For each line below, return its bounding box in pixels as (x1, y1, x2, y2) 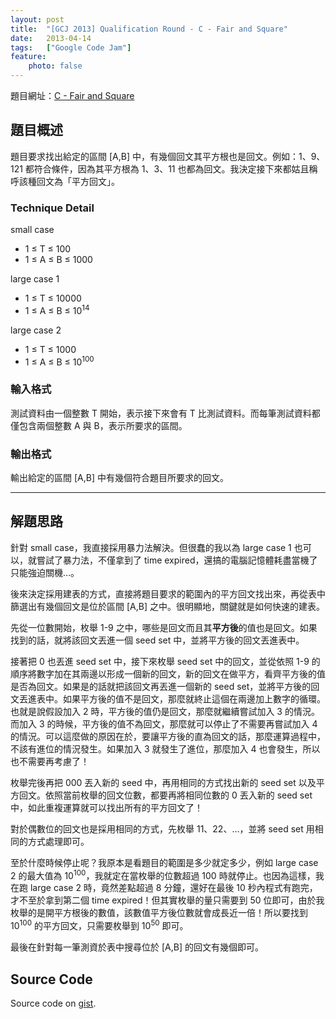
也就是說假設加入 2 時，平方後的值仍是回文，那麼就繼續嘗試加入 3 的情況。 (10, 705, 320, 717)
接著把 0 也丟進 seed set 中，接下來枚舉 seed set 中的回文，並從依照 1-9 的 (10, 655, 321, 667)
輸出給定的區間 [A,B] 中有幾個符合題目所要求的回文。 (10, 472, 229, 484)
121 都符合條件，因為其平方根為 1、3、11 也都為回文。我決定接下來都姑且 (10, 162, 310, 175)
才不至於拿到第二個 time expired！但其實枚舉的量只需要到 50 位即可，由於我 (10, 894, 325, 906)
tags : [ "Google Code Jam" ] (10, 42, 132, 53)
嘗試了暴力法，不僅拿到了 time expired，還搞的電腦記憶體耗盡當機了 (36, 554, 318, 566)
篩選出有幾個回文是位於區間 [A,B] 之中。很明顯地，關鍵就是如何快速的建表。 (10, 600, 325, 612)
